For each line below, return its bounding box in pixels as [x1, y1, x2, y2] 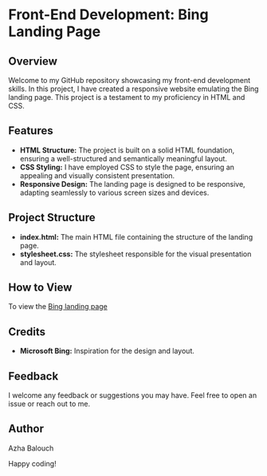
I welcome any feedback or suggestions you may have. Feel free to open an [8, 391, 257, 400]
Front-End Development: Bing [8, 6, 209, 24]
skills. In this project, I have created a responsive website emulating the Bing [8, 84, 259, 93]
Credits [8, 325, 46, 339]
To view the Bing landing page [8, 302, 108, 311]
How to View [8, 281, 73, 295]
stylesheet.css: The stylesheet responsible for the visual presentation [19, 249, 252, 259]
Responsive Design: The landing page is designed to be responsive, [19, 179, 245, 188]
